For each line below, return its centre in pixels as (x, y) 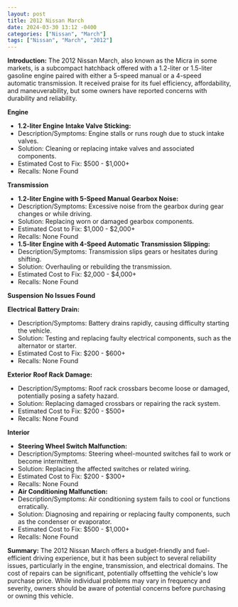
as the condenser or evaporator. (65, 522)
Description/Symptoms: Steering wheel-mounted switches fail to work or (124, 454)
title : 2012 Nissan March (45, 21)
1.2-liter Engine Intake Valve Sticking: (74, 126)
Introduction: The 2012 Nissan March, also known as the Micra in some (112, 60)
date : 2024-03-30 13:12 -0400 (52, 27)
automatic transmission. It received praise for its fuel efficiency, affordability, (119, 83)
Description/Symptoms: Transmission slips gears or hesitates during (118, 252)
